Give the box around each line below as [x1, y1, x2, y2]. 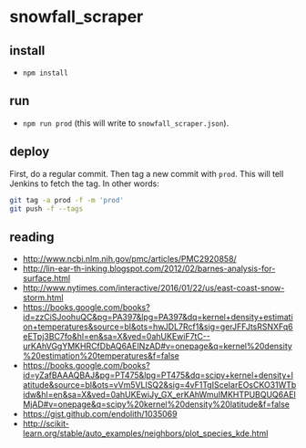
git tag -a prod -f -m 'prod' [9, 195, 125, 204]
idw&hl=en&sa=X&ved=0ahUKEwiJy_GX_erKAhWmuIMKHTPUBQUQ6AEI [22, 390, 296, 401]
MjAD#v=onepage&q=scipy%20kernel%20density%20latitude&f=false [22, 399, 290, 410]
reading [9, 229, 55, 245]
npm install [22, 68, 68, 78]
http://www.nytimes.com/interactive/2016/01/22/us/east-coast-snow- [22, 283, 285, 294]
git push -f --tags [9, 203, 84, 214]
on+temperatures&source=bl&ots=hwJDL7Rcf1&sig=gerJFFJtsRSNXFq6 [22, 321, 293, 332]
